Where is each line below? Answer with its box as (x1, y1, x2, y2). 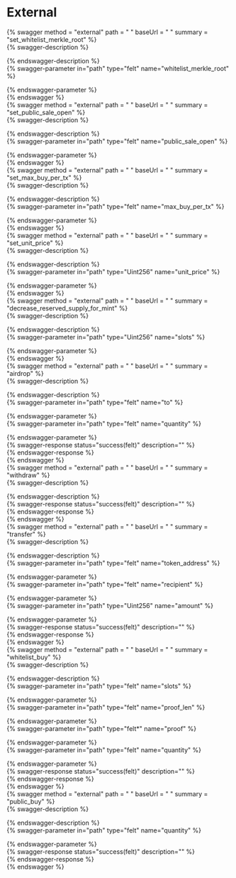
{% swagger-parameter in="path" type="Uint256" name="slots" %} (6, 332, 206, 341)
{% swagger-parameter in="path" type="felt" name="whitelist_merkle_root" (6, 64, 230, 72)
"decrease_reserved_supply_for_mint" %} (6, 303, 128, 313)
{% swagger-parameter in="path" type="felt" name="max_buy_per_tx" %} (6, 202, 225, 210)
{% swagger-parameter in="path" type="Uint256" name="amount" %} (6, 601, 214, 609)
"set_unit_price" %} (6, 239, 64, 247)
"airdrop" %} (6, 369, 44, 377)
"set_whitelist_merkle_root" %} (6, 35, 97, 43)
